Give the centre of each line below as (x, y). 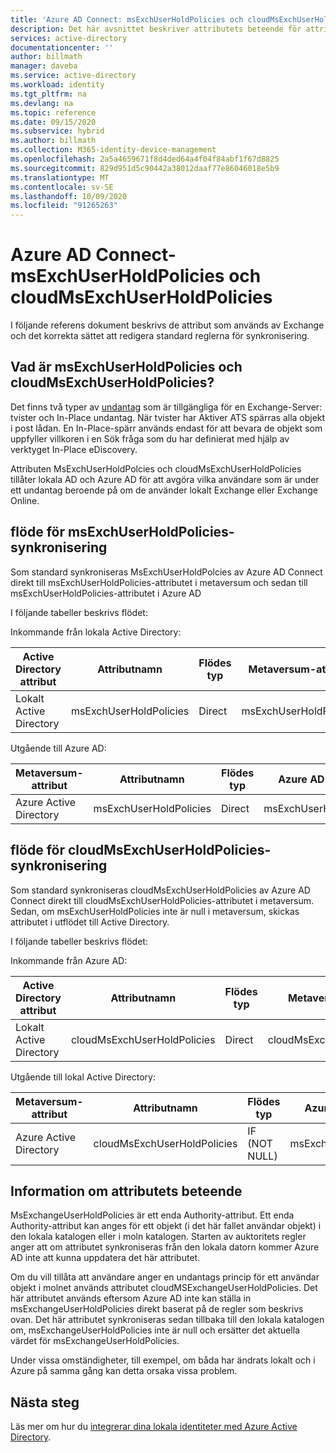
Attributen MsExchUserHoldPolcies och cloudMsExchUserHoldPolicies (156, 468)
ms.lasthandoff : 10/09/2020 (69, 196)
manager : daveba (44, 66)
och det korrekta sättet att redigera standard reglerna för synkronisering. (160, 336)
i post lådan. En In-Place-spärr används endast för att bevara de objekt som (166, 428)
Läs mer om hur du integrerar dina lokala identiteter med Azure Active (154, 1427)
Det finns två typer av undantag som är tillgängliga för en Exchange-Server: (166, 407)
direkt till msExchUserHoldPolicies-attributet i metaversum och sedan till (159, 582)
